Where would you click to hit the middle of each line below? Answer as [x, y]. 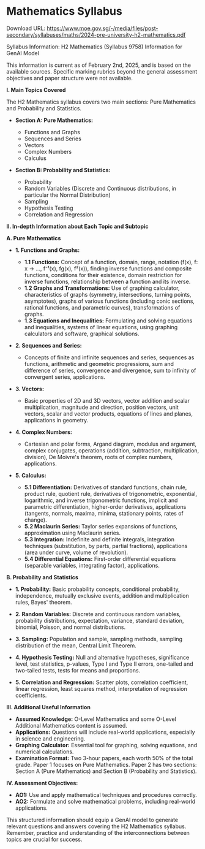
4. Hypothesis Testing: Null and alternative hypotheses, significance [102, 657]
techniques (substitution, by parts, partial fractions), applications [106, 546]
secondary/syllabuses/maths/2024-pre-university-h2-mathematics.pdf [96, 34]
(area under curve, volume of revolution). [76, 552]
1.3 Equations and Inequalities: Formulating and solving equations [108, 321]
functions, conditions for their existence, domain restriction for [103, 275]
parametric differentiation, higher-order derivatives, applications [105, 506]
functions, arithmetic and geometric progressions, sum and [99, 364]
